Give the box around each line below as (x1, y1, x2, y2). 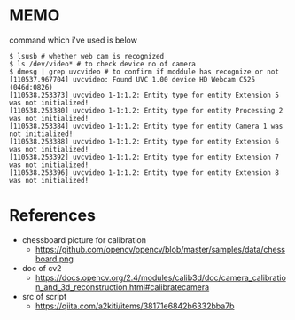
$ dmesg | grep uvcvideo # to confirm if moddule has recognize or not (9, 67, 279, 76)
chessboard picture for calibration (21, 234, 146, 245)
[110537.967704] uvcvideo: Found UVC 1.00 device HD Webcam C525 (9, 74, 255, 84)
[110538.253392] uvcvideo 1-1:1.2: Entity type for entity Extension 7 (9, 152, 279, 161)
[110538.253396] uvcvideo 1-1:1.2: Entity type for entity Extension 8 (9, 168, 279, 177)
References (9, 206, 96, 226)
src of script (21, 291, 67, 301)
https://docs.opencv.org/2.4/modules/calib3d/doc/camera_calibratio (35, 272, 286, 283)
